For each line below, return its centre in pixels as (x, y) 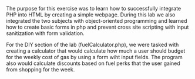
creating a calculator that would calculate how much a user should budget (96, 51)
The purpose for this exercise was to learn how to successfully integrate (93, 8)
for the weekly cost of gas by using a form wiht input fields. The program (95, 57)
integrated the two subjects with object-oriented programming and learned (97, 21)
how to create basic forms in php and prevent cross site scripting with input (97, 27)
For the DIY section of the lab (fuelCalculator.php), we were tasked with (93, 44)
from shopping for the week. (41, 69)
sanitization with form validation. (46, 33)
